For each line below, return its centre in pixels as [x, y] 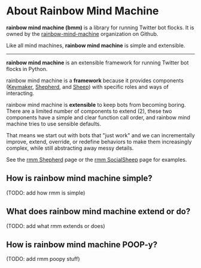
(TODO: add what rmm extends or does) [56, 226]
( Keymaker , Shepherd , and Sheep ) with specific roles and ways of [87, 87]
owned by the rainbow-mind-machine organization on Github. [82, 33]
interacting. [20, 93]
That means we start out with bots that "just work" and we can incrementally [100, 135]
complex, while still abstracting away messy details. [70, 148]
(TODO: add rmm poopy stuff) [43, 259]
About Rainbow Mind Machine [83, 11]
